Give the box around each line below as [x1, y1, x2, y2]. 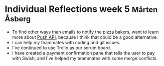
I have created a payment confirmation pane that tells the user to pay [12, 50, 155, 56]
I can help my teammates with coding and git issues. [12, 39, 121, 45]
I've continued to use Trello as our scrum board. [12, 45, 111, 51]
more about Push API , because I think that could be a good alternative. [12, 34, 158, 40]
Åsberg [5, 14, 31, 24]
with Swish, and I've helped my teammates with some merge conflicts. [12, 55, 158, 61]
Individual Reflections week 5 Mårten [5, 3, 158, 15]
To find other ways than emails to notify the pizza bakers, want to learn [12, 29, 159, 35]
